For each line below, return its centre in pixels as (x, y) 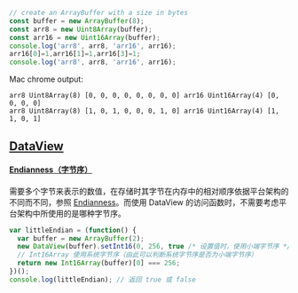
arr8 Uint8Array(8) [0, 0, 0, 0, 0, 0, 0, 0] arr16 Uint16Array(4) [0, (144, 96)
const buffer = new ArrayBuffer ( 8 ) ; (77, 21)
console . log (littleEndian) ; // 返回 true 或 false (103, 280)
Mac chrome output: (47, 79)
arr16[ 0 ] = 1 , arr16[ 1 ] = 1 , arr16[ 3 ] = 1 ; (75, 54)
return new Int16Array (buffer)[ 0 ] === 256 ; (98, 263)
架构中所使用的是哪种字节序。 (71, 213)
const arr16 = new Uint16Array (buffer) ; (85, 37)
